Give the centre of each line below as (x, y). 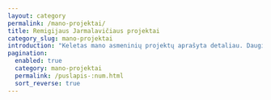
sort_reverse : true (48, 83)
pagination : (28, 53)
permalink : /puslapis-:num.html (70, 76)
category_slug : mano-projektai (60, 38)
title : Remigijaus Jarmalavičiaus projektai (84, 31)
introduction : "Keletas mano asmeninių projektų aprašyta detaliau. (125, 46)
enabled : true (38, 61)
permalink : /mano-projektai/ (57, 23)
